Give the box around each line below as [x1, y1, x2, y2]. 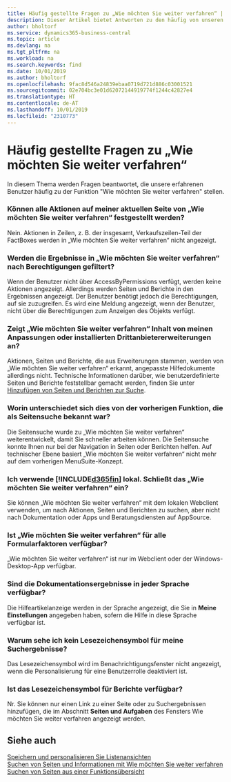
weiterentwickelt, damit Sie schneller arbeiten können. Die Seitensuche [7, 435, 209, 443]
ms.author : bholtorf [7, 74, 67, 81]
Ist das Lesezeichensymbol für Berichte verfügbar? [7, 684, 183, 694]
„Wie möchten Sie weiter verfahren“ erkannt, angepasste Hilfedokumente [7, 364, 215, 372]
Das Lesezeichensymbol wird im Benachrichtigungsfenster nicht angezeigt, [7, 659, 222, 668]
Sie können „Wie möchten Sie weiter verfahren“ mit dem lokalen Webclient [7, 499, 219, 507]
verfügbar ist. [7, 618, 46, 626]
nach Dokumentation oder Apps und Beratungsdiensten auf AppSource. [7, 513, 212, 521]
